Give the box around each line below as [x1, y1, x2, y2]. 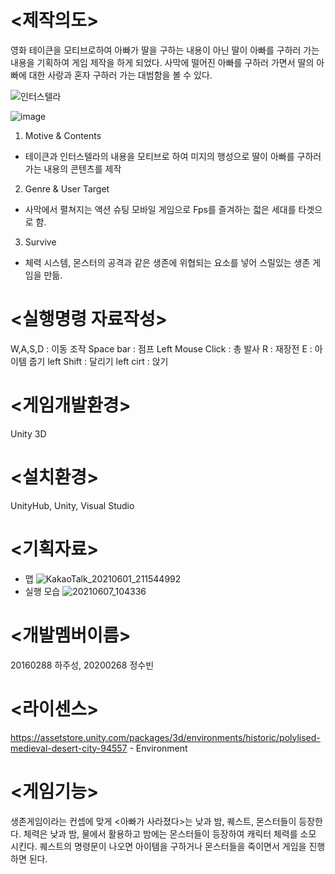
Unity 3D [10, 427, 47, 440]
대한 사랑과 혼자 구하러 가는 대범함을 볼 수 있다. [28, 69, 213, 81]
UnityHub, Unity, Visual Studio [10, 499, 135, 511]
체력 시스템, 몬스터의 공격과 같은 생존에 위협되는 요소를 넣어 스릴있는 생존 [24, 256, 311, 268]
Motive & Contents [24, 129, 102, 141]
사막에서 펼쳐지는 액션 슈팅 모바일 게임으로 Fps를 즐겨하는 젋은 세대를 [24, 203, 297, 215]
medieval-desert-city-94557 [10, 742, 128, 754]
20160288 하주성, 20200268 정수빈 [10, 659, 155, 671]
